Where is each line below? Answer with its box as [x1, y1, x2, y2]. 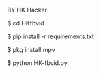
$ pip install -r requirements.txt [7, 32, 94, 40]
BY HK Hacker [7, 6, 48, 14]
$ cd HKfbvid [7, 19, 44, 27]
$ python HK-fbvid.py [7, 59, 68, 67]
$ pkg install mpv [7, 46, 56, 53]
